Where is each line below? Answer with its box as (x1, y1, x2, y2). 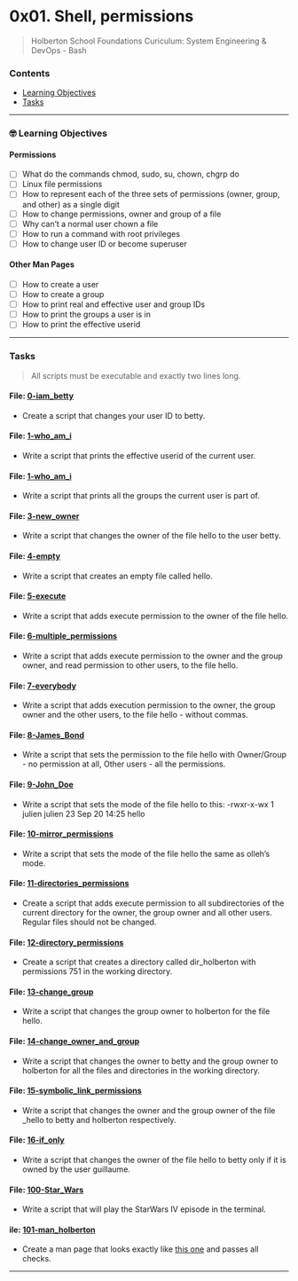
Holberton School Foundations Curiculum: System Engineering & (30, 35, 268, 46)
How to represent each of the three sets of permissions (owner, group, (21, 189, 280, 200)
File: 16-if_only (9, 1135, 65, 1145)
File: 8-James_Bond (9, 729, 84, 740)
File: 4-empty (9, 551, 60, 562)
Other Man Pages (9, 259, 75, 270)
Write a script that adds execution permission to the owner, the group (21, 700, 276, 711)
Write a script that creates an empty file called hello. (21, 570, 213, 581)
